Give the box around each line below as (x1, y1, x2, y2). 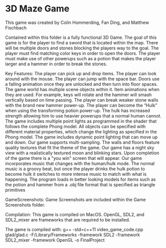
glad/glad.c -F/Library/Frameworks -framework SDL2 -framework (5, 232, 141, 238)
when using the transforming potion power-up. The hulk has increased (5, 108, 151, 114)
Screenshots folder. (5, 202, 46, 208)
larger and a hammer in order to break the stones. (5, 61, 107, 67)
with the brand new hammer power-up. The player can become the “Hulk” (5, 102, 158, 108)
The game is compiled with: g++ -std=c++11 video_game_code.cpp (5, 226, 144, 232)
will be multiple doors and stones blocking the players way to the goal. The (5, 45, 159, 51)
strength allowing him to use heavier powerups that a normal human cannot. (5, 113, 162, 119)
